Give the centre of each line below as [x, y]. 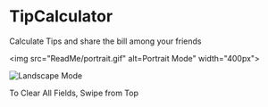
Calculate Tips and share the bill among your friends [105, 41]
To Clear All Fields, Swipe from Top [74, 93]
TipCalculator [61, 16]
